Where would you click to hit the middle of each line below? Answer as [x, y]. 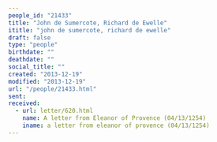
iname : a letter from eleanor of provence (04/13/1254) [116, 125]
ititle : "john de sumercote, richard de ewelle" [90, 30]
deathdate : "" [32, 60]
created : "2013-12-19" [45, 74]
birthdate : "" [32, 52]
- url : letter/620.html [54, 111]
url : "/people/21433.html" [52, 89]
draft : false [30, 37]
